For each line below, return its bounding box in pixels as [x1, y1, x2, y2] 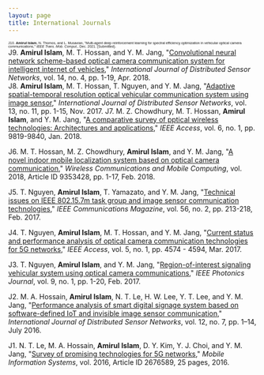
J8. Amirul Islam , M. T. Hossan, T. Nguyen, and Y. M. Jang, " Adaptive [8, 81, 236, 91]
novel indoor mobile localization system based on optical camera [8, 155, 220, 164]
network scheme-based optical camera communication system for [8, 56, 225, 66]
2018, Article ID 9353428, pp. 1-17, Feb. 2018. [8, 171, 156, 182]
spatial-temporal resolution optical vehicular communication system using [8, 89, 249, 99]
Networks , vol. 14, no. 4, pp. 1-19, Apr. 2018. [8, 73, 151, 82]
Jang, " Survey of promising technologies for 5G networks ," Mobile [8, 349, 225, 358]
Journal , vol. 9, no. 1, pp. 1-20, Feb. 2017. [8, 276, 141, 286]
